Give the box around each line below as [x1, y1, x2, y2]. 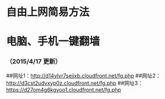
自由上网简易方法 [6, 5, 90, 19]
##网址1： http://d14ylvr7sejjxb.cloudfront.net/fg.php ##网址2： [6, 72, 161, 79]
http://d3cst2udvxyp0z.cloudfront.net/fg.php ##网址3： [6, 79, 144, 87]
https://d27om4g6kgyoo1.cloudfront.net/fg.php [6, 86, 122, 93]
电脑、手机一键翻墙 [6, 35, 100, 48]
